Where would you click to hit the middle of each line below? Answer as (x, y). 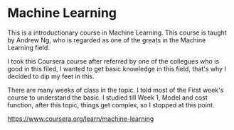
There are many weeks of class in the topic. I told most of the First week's (116, 90)
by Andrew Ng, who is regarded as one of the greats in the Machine (107, 40)
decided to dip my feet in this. (51, 76)
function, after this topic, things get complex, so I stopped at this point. (111, 105)
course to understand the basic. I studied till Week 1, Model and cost (107, 97)
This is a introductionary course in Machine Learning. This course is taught (117, 32)
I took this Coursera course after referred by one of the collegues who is (113, 61)
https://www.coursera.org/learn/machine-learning (81, 119)
